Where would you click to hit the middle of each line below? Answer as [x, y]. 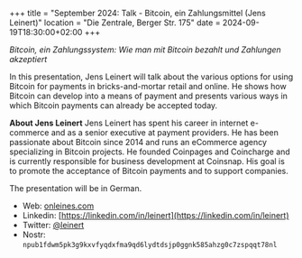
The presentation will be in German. [76, 188]
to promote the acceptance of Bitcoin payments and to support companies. [149, 171]
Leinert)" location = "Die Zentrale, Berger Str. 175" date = [115, 23]
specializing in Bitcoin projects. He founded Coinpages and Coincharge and [150, 152]
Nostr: [34, 235]
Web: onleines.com [58, 206]
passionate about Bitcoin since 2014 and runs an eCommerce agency [138, 142]
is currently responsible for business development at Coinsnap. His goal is [147, 161]
